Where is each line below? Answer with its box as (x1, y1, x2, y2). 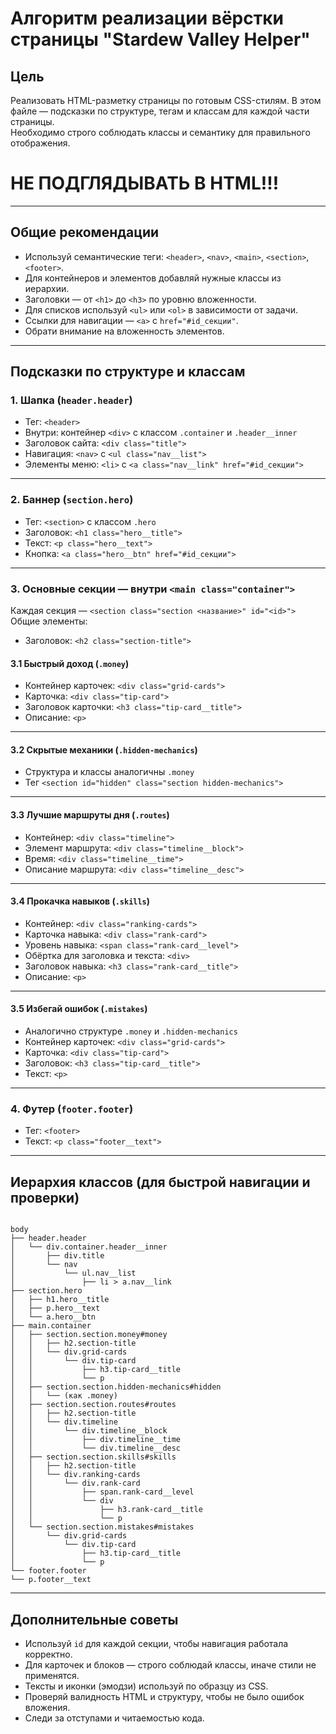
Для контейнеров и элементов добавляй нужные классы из (24, 272, 282, 284)
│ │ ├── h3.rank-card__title (10, 1505, 203, 1515)
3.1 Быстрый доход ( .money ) (10, 657, 130, 669)
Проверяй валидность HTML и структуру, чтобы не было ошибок (24, 1690, 305, 1702)
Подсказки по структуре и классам (10, 363, 246, 381)
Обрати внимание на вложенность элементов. (24, 325, 225, 337)
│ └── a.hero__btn (10, 1312, 97, 1322)
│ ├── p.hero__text (10, 1303, 101, 1314)
